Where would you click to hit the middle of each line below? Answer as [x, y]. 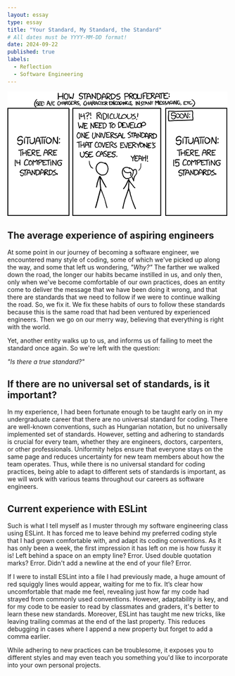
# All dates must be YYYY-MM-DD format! [68, 37]
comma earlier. [29, 637]
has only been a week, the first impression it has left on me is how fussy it [114, 548]
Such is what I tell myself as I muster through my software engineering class [118, 526]
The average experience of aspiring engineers [111, 236]
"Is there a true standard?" [46, 362]
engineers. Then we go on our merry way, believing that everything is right [115, 319]
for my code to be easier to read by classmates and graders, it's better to [113, 607]
